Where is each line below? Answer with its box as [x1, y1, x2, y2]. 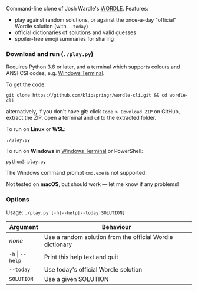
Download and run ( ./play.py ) [6, 50, 94, 58]
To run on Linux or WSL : [6, 126, 66, 133]
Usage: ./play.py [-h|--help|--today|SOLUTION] [6, 209, 126, 216]
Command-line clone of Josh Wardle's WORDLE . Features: [6, 5, 148, 12]
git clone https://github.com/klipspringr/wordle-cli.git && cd [6, 93, 167, 99]
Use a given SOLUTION [44, 274, 109, 283]
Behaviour [101, 223, 131, 231]
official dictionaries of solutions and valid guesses [14, 29, 137, 36]
